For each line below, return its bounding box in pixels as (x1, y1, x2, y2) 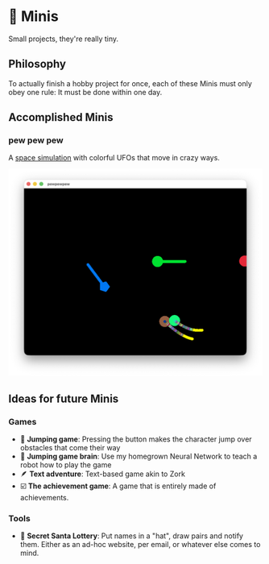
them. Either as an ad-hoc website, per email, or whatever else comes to (19, 540, 261, 549)
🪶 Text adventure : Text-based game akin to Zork (19, 469, 185, 479)
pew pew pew (8, 135, 64, 146)
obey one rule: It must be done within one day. (8, 87, 163, 97)
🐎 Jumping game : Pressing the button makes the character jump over (19, 434, 252, 444)
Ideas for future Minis (8, 392, 119, 405)
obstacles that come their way (19, 443, 121, 453)
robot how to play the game (19, 460, 112, 470)
